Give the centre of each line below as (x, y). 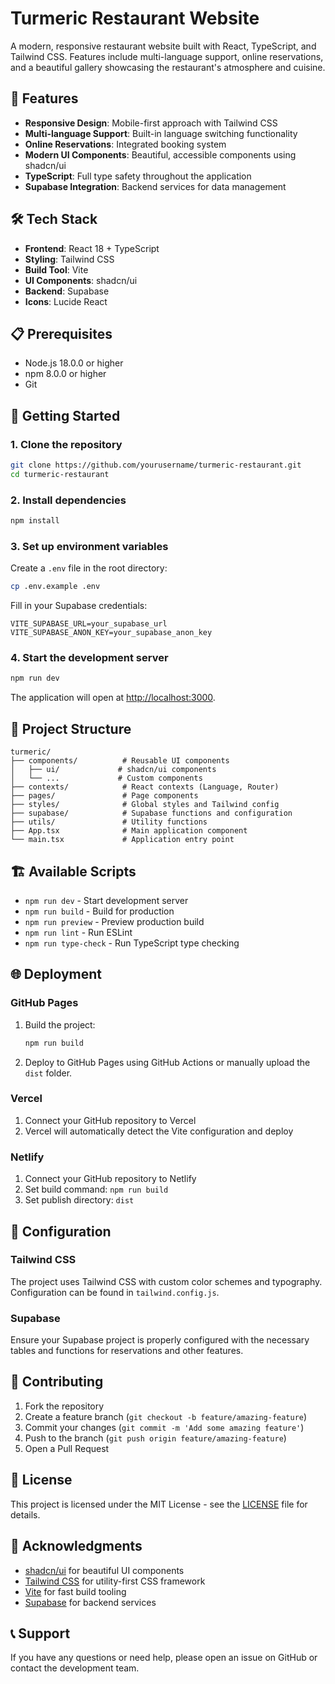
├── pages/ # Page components (104, 796)
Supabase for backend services (90, 1602)
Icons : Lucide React (66, 301)
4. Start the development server (89, 658)
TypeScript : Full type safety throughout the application (138, 176)
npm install (35, 521)
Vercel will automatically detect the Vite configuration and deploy (159, 1131)
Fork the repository (64, 1406)
